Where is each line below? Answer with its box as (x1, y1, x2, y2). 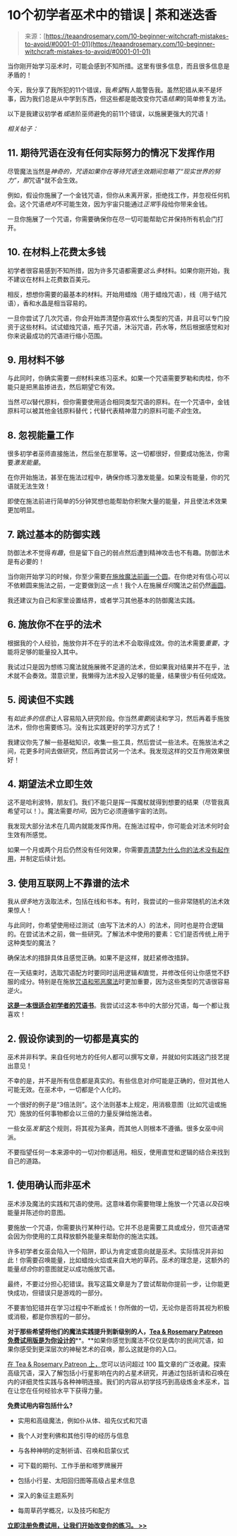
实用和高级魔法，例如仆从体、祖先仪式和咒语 (17, 1416, 148, 1425)
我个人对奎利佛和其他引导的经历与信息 (17, 1431, 129, 1439)
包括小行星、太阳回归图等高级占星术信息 (17, 1476, 135, 1485)
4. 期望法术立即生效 (7, 778, 93, 791)
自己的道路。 (7, 1157, 44, 1165)
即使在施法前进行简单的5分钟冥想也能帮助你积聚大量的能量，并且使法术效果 (7, 497, 228, 506)
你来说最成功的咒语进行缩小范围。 (7, 331, 107, 340)
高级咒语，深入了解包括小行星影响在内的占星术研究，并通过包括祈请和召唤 (7, 1368, 224, 1377)
